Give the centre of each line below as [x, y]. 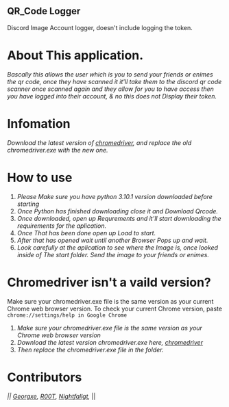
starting [28, 204]
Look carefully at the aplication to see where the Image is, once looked [117, 247]
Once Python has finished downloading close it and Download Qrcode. [117, 211]
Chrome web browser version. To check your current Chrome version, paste [115, 308]
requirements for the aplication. [62, 226]
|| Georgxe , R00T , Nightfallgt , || [51, 396]
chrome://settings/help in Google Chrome [67, 315]
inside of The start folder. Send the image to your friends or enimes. [113, 254]
